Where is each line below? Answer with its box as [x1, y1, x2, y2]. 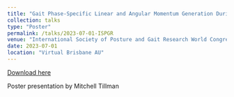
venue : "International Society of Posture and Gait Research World [7, 36, 208, 43]
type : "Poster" [7, 23, 52, 30]
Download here [7, 68, 51, 77]
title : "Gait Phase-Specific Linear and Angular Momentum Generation [7, 10, 214, 17]
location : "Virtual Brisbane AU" [7, 50, 104, 57]
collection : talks [7, 17, 61, 24]
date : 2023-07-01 [7, 43, 58, 50]
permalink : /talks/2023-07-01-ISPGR [7, 29, 114, 37]
